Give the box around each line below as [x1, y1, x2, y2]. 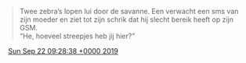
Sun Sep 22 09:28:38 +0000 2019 [7, 47, 119, 55]
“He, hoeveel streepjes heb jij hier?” [19, 31, 136, 40]
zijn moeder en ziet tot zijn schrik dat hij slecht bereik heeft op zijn [19, 15, 233, 24]
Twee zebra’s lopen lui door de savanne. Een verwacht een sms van [19, 7, 239, 16]
